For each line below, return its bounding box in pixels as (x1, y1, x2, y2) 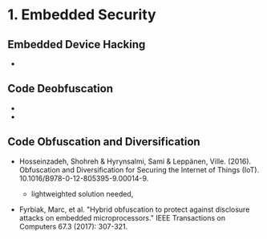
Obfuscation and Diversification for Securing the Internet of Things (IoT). (18, 164, 260, 174)
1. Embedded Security (7, 6, 157, 24)
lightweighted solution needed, (30, 188, 134, 198)
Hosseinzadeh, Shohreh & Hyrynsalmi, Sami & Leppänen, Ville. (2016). (18, 156, 252, 166)
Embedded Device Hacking (7, 38, 146, 51)
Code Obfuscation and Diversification (7, 135, 201, 149)
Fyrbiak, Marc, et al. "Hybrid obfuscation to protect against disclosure (18, 205, 250, 214)
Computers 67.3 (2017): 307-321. (18, 221, 128, 231)
